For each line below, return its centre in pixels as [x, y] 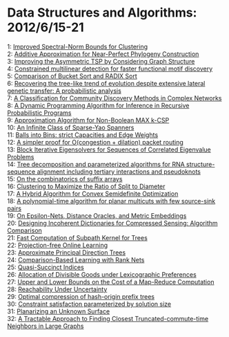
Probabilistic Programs [39, 113]
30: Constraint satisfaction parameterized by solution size [89, 304]
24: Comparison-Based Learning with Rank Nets [76, 259]
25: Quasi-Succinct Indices [46, 267]
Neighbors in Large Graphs [46, 326]
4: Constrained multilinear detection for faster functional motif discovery [110, 69]
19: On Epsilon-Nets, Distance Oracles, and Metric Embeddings [97, 215]
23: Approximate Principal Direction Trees [67, 252]
